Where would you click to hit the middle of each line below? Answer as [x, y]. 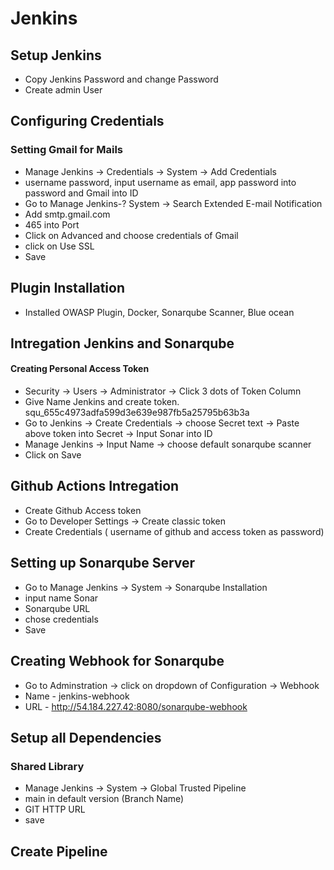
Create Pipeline [59, 851]
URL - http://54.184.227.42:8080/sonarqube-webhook [136, 706]
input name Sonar [61, 598]
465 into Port [52, 224]
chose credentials [61, 619]
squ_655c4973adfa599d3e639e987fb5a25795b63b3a [137, 413]
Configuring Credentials [87, 121]
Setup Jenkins [56, 55]
